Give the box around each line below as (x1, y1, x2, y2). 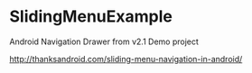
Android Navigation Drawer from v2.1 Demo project (9, 36, 199, 47)
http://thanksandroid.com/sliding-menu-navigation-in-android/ (9, 53, 243, 64)
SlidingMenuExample (9, 6, 173, 27)
